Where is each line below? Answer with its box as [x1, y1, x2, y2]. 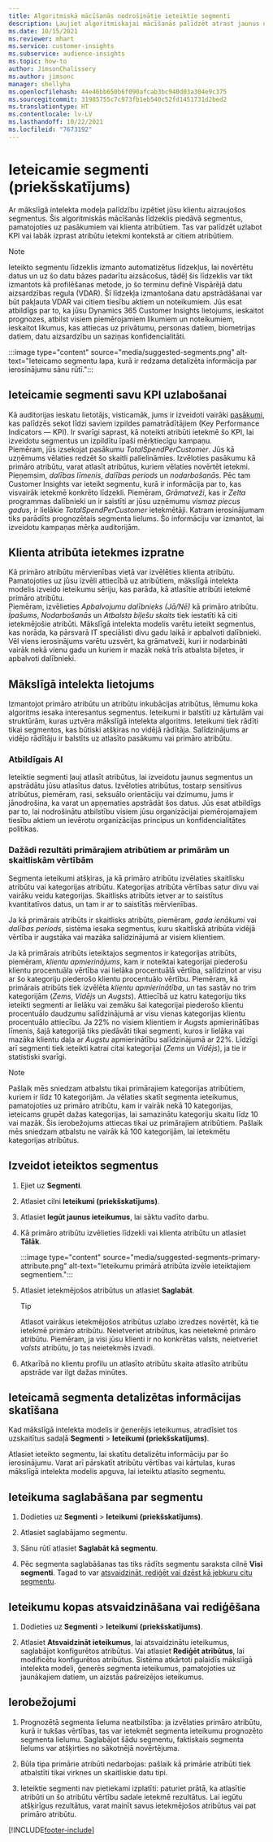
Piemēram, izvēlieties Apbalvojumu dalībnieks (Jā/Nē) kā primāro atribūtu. [8, 602, 258, 611]
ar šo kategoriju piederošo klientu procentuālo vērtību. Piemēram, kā [8, 974, 238, 983]
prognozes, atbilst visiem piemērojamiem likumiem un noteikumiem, [8, 314, 236, 324]
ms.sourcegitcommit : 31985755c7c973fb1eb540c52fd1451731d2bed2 [8, 95, 227, 103]
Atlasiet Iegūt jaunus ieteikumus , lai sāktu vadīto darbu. [19, 1212, 210, 1222]
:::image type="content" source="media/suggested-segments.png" [8, 347, 235, 357]
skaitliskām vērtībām [8, 855, 94, 866]
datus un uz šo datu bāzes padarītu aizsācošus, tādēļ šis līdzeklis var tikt [8, 270, 253, 281]
